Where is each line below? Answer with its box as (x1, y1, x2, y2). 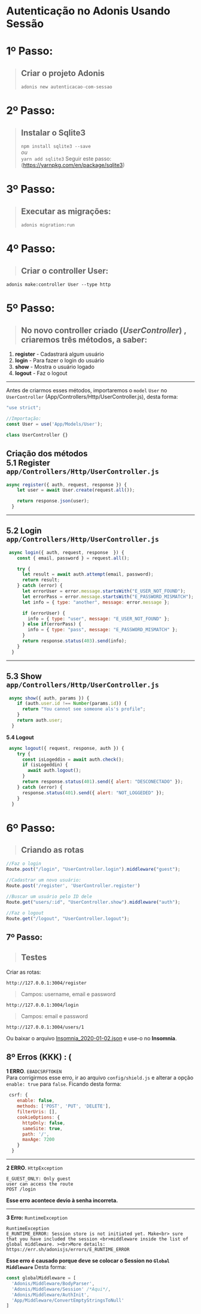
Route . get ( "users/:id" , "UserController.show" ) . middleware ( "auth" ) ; (6, 899, 181, 905)
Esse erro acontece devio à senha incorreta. (6, 1197, 118, 1204)
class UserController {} (6, 432, 68, 438)
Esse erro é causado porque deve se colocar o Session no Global (6, 1257, 170, 1264)
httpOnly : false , (22, 1120, 66, 1126)
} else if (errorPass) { (22, 621, 82, 627)
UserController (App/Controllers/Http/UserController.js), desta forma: (6, 393, 178, 401)
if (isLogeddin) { (22, 762, 68, 768)
